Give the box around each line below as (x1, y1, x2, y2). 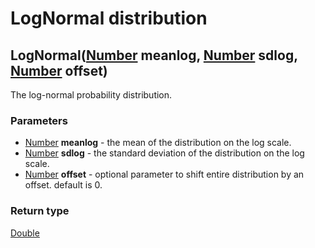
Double (10, 227, 40, 239)
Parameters (10, 113, 68, 127)
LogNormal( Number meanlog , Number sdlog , (10, 47, 298, 64)
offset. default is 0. (24, 179, 103, 191)
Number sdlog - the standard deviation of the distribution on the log (24, 147, 305, 159)
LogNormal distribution (10, 7, 208, 30)
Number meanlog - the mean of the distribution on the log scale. (24, 137, 292, 149)
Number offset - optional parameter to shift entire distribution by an (24, 168, 305, 181)
